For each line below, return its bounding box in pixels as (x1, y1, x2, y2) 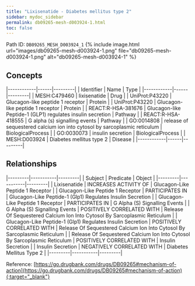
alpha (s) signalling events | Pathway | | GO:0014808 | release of (33, 117, 189, 124)
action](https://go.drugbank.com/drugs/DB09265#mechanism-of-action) (6, 267, 183, 274)
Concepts (6, 70, 43, 80)
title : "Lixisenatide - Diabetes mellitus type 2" (6, 8, 132, 15)
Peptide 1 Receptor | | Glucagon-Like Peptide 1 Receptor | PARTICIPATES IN (6, 187, 188, 194)
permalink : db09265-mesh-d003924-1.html (6, 19, 106, 25)
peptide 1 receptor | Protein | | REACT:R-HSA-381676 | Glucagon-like (15, 105, 181, 112)
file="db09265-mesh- (118, 47, 172, 55)
